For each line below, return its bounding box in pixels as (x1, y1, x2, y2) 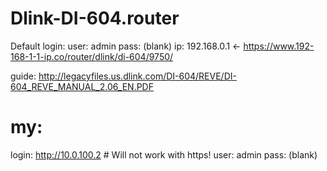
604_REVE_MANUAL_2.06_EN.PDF (10, 80, 154, 92)
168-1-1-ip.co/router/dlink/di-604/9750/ (10, 50, 174, 62)
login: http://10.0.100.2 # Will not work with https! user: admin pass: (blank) (10, 148, 318, 161)
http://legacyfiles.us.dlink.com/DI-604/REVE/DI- (38, 70, 237, 82)
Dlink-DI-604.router (10, 7, 180, 30)
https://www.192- (243, 40, 315, 52)
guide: (10, 70, 37, 82)
